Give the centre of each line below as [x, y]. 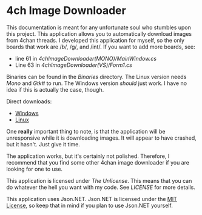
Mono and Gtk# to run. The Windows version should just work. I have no [96, 83]
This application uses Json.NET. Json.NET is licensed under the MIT [92, 199]
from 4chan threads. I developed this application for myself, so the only [96, 40]
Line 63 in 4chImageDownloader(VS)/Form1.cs [73, 65]
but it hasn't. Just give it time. [43, 144]
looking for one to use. [34, 169]
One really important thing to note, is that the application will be [86, 131]
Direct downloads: [29, 101]
